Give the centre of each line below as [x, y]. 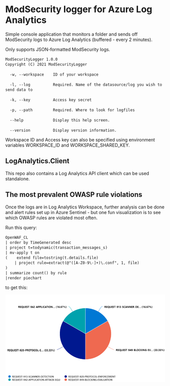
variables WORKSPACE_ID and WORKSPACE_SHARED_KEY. [68, 145]
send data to [19, 90]
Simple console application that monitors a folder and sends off [72, 34]
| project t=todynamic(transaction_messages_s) [57, 248]
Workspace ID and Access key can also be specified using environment [80, 139]
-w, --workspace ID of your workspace [54, 75]
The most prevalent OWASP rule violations [74, 195]
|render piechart [24, 278]
